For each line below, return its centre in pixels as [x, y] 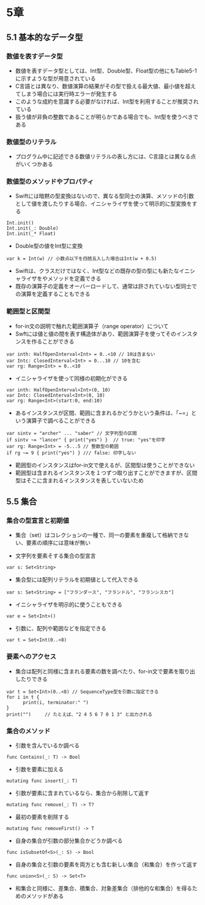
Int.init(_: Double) [33, 229]
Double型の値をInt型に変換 [49, 246]
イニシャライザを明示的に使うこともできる [69, 605]
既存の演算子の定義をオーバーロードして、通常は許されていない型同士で [106, 286]
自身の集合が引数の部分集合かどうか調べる [69, 841]
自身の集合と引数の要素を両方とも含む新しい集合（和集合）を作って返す [106, 864]
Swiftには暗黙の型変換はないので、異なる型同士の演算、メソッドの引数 [105, 196]
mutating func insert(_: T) [42, 781]
